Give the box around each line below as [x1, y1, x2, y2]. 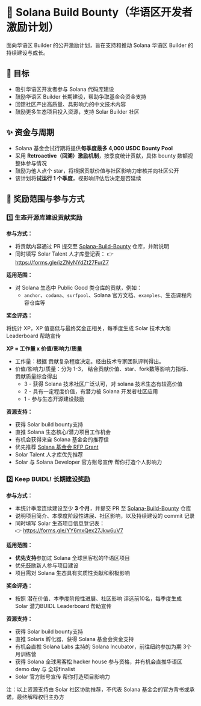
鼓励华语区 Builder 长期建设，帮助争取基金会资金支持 [14, 93, 146, 100]
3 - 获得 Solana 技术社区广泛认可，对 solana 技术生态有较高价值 [23, 380, 183, 388]
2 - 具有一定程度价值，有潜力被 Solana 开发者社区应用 [23, 388, 158, 395]
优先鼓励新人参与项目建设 [14, 562, 79, 569]
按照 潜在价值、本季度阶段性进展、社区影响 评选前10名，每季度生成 [14, 595, 182, 602]
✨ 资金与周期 [6, 127, 55, 138]
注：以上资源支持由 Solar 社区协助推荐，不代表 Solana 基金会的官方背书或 [6, 686, 190, 693]
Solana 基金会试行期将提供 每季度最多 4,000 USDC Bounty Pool [14, 144, 173, 152]
